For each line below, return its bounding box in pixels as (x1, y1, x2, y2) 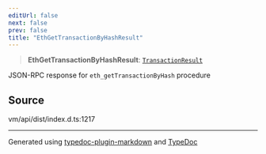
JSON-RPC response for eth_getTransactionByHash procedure (8, 70, 211, 80)
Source (8, 93, 45, 107)
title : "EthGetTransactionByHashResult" (8, 33, 144, 42)
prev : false (8, 26, 47, 34)
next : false (8, 19, 47, 27)
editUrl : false (8, 11, 59, 20)
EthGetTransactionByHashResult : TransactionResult (27, 55, 203, 65)
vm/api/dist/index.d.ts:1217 (8, 115, 96, 124)
